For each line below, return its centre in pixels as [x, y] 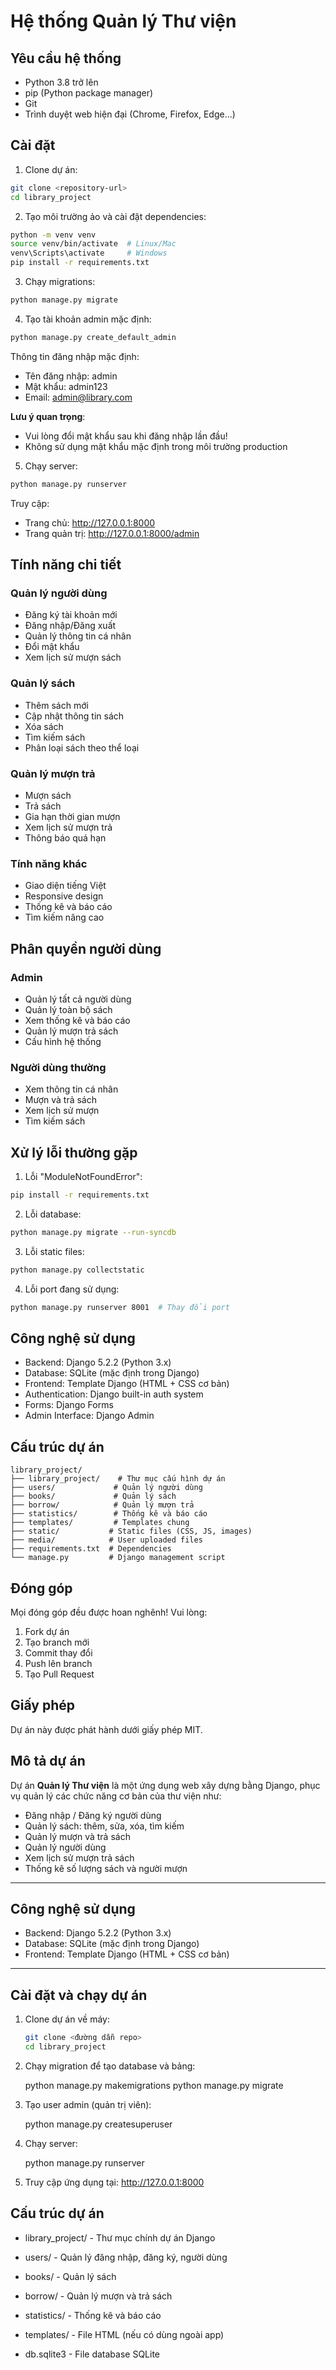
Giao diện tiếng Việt [65, 886]
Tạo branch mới [57, 1642]
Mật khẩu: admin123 [66, 386]
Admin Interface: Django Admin [89, 1416]
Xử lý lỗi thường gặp [74, 1152]
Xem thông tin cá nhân [71, 1089]
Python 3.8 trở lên [61, 82]
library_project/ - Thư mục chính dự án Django [120, 2237]
